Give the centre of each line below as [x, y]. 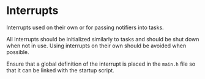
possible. [18, 52]
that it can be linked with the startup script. [60, 70]
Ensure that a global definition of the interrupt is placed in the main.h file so [101, 64]
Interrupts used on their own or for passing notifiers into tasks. [85, 27]
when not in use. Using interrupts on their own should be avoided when [96, 46]
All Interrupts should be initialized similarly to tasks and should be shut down [103, 39]
